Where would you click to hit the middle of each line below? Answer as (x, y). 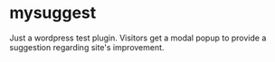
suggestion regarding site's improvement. (87, 47)
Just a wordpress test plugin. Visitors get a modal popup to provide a (138, 38)
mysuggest (53, 13)
